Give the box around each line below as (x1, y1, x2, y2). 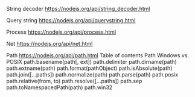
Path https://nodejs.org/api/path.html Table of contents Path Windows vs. (6, 52, 189, 59)
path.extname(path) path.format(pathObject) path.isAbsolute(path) (6, 64, 173, 72)
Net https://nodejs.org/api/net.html (6, 40, 93, 47)
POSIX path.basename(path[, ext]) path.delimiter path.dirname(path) (6, 58, 177, 65)
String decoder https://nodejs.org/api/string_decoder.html (6, 5, 150, 12)
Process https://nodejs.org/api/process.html (6, 28, 117, 36)
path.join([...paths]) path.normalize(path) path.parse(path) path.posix (6, 71, 179, 78)
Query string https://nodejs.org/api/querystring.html (6, 17, 136, 23)
